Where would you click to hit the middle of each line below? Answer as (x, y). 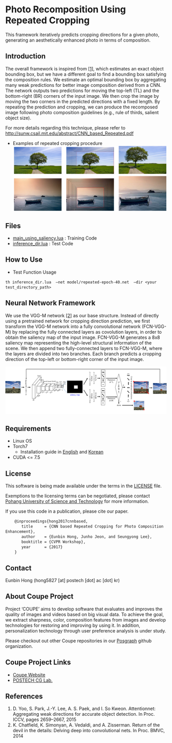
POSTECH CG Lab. (33, 680)
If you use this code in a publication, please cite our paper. (67, 511)
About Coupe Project (39, 597)
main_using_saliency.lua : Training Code (55, 238)
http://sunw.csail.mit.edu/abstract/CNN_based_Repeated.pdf (70, 133)
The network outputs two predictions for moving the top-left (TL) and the (82, 90)
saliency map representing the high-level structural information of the (79, 342)
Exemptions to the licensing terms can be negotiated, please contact (78, 496)
